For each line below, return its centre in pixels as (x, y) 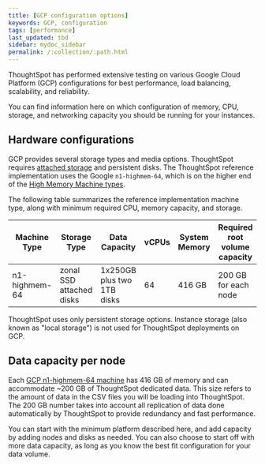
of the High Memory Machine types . (67, 184)
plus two (116, 279)
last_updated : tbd (38, 37)
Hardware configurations (71, 140)
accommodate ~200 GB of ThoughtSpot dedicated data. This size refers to (130, 388)
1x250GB (118, 270)
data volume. (29, 454)
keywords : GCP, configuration (58, 23)
